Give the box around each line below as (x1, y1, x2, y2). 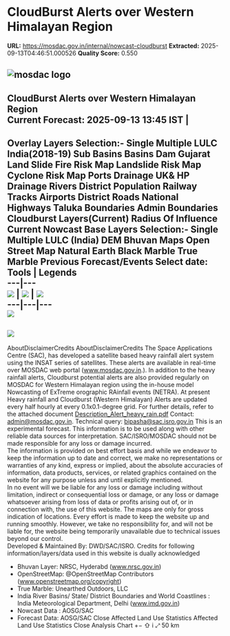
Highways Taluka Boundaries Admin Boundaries (7, 202, 218, 214)
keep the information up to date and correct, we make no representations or (7, 453, 222, 462)
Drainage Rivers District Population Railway (7, 181, 198, 192)
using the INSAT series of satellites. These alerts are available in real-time (7, 358, 216, 366)
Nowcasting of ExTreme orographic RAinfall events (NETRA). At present (7, 388, 210, 396)
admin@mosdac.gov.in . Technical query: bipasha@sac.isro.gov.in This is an (7, 417, 222, 425)
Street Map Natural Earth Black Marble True (7, 246, 198, 257)
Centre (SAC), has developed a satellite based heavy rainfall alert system (7, 351, 214, 359)
